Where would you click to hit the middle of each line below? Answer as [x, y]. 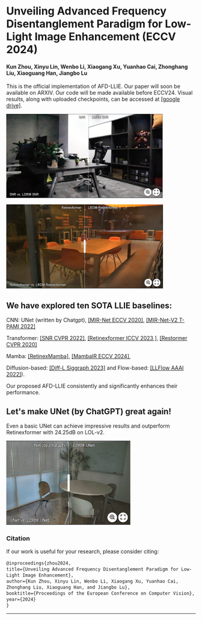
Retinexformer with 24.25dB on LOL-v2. [56, 432]
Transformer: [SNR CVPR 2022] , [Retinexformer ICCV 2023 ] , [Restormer [97, 338]
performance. [23, 393]
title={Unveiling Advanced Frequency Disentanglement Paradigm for [93, 569]
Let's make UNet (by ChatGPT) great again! [89, 411]
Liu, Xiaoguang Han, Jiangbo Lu [47, 73]
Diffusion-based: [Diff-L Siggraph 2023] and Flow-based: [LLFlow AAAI [95, 368]
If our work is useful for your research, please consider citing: [83, 552]
